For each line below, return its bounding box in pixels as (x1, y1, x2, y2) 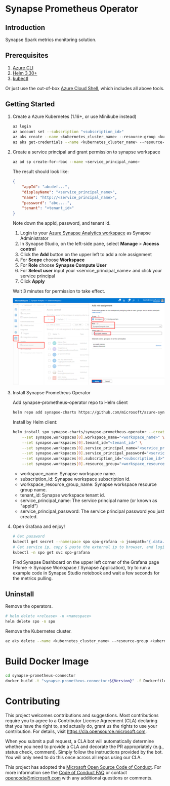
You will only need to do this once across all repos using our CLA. (5, 754, 142, 760)
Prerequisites (5, 51, 49, 60)
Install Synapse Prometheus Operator (12, 390, 91, 396)
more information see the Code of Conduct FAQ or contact (5, 769, 127, 775)
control (20, 246, 36, 252)
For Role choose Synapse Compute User (20, 262, 107, 268)
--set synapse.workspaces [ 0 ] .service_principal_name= (22, 445, 138, 450)
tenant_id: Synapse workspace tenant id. (20, 492, 105, 499)
